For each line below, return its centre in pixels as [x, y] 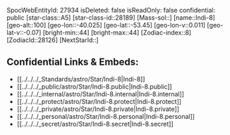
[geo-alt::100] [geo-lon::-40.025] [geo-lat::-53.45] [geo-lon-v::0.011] [106, 25]
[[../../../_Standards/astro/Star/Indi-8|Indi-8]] [81, 79]
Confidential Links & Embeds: [73, 62]
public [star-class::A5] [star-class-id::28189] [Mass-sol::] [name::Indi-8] [111, 18]
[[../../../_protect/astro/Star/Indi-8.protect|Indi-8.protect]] [99, 101]
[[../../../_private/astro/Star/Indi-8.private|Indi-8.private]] [98, 109]
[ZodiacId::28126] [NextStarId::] [53, 40]
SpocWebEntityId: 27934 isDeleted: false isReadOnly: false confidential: [111, 10]
